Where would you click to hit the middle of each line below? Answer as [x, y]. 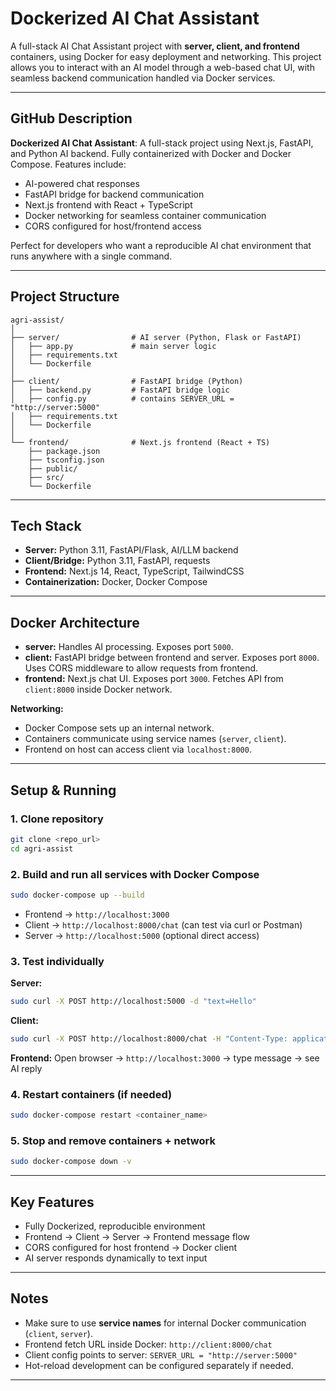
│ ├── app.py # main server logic [113, 346]
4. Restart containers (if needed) [91, 1094]
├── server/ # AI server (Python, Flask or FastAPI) [156, 337]
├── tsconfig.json [66, 460]
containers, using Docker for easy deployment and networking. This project [166, 56]
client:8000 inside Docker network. [98, 689]
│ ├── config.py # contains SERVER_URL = [122, 398]
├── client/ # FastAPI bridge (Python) [127, 381]
